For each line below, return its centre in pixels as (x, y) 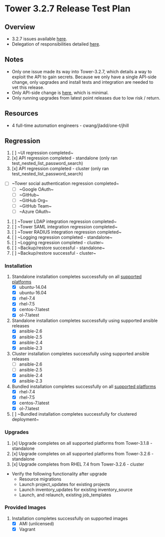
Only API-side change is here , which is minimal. (60, 93)
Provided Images (25, 507)
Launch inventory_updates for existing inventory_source (76, 489)
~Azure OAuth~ (35, 212)
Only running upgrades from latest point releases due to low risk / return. (86, 98)
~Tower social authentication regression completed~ (65, 183)
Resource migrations (40, 479)
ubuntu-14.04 (33, 287)
